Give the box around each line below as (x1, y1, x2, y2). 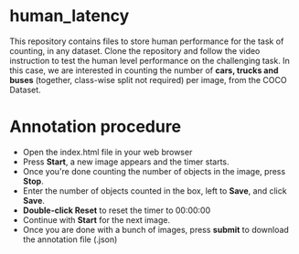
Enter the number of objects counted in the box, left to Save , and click (22, 185, 287, 196)
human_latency (9, 5, 130, 26)
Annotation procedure (9, 116, 181, 137)
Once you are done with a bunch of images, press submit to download (22, 224, 290, 235)
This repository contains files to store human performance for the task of (9, 36, 284, 47)
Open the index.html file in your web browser (22, 146, 193, 157)
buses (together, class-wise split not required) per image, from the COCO (9, 74, 287, 85)
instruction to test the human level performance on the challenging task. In (9, 55, 290, 66)
